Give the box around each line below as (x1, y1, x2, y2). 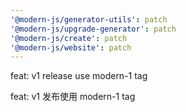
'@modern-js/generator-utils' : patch (10, 14, 168, 25)
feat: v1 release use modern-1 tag (10, 70, 148, 82)
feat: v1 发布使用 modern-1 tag (10, 91, 136, 103)
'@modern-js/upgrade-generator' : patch (10, 24, 177, 34)
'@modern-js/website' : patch (10, 42, 132, 53)
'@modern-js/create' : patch (10, 33, 128, 43)
